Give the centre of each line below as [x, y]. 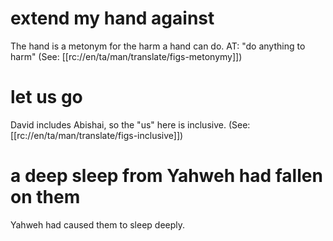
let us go [46, 97]
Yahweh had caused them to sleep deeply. [98, 224]
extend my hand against [112, 18]
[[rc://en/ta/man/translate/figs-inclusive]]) [97, 135]
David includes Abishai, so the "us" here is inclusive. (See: [130, 124]
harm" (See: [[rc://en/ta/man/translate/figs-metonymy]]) [126, 56]
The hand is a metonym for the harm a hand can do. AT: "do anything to [158, 46]
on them [45, 197]
